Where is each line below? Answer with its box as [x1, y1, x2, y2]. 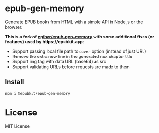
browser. [5, 24, 23, 30]
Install [5, 78, 24, 86]
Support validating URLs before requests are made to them [12, 64, 130, 70]
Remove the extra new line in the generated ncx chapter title [12, 53, 133, 59]
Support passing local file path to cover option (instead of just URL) [12, 48, 146, 54]
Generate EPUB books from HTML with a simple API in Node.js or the [5, 19, 143, 25]
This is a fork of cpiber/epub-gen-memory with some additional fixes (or [5, 34, 154, 39]
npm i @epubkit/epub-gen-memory [5, 91, 70, 95]
